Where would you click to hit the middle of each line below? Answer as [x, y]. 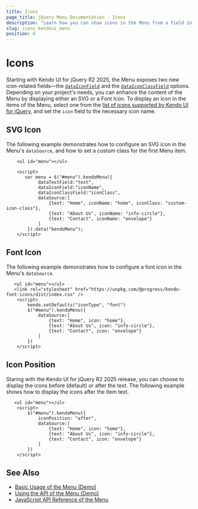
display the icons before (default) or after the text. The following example [95, 385]
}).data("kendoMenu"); [55, 229]
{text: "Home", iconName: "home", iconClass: [106, 203]
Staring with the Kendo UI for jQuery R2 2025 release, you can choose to [95, 379]
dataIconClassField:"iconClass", [79, 193]
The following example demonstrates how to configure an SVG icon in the [96, 144]
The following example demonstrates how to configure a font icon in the [94, 267]
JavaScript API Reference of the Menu [61, 499]
